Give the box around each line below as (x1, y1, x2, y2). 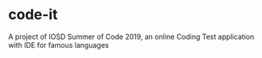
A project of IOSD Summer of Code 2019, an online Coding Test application (8, 32, 255, 41)
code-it (8, 6, 58, 24)
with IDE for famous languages (8, 40, 109, 49)
